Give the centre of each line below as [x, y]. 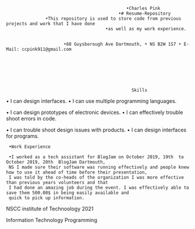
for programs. [22, 136]
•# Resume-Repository [144, 13]
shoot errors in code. [31, 119]
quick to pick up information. [46, 198]
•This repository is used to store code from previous [113, 19]
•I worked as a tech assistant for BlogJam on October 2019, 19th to [96, 157]
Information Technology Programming [52, 220]
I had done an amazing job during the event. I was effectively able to [99, 188]
